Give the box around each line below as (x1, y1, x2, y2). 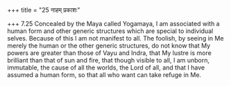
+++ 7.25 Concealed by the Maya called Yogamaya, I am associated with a (7, 20, 220, 28)
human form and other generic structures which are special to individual (7, 27, 214, 35)
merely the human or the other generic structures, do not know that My (7, 41, 211, 50)
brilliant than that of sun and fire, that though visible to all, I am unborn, (7, 56, 210, 64)
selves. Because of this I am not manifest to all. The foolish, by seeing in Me (7, 34, 224, 42)
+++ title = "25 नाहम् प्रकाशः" (7, 6, 80, 14)
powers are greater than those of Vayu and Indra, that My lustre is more (7, 49, 212, 57)
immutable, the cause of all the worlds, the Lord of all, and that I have (7, 63, 205, 72)
